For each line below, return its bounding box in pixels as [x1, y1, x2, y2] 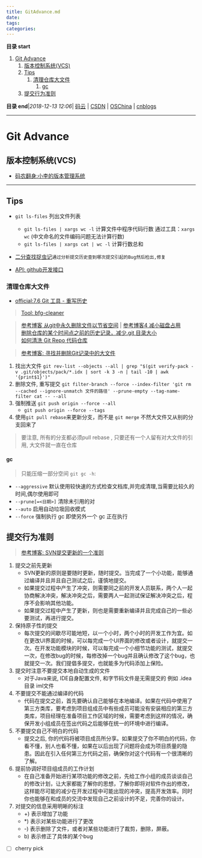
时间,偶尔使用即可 [14, 490, 59, 497]
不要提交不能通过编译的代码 [14, 690, 84, 697]
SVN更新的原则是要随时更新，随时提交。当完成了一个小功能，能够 [23, 570, 188, 577]
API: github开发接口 [14, 266, 64, 273]
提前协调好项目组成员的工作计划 [14, 765, 94, 773]
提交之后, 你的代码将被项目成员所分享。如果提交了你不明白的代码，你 [23, 735, 196, 742]
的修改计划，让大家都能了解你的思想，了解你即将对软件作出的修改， [23, 780, 193, 788]
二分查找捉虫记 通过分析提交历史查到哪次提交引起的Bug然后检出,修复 [14, 253, 166, 261]
